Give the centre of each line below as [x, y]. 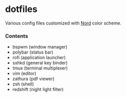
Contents [17, 36]
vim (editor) [24, 73]
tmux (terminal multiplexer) [40, 68]
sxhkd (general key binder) [40, 63]
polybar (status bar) [33, 52]
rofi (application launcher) [39, 57]
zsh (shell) [23, 84]
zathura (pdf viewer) [33, 79]
